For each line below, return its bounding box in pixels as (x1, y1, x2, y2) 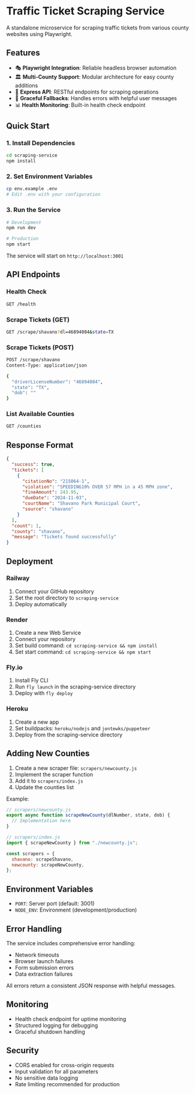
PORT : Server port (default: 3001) (14, 900, 95, 907)
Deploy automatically (14, 600, 67, 607)
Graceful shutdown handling (14, 1028, 85, 1035)
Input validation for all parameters (14, 1068, 98, 1075)
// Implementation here (11, 818, 71, 824)
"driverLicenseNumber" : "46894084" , (11, 379, 103, 385)
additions (14, 82, 38, 89)
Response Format (6, 440, 74, 450)
